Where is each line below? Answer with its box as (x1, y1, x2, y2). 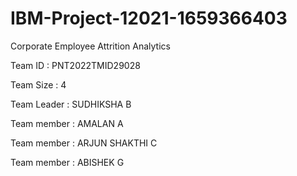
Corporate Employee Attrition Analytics (10, 40, 171, 52)
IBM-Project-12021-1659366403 (10, 7, 288, 30)
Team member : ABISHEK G (10, 156, 125, 168)
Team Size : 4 (10, 78, 67, 91)
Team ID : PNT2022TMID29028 (10, 59, 141, 71)
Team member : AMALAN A (10, 117, 124, 129)
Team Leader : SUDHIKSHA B (10, 98, 132, 110)
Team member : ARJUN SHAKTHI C (10, 137, 158, 149)
